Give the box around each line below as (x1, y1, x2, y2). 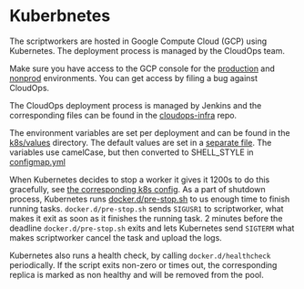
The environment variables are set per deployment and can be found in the (9, 127, 290, 138)
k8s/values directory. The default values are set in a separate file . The (9, 137, 272, 148)
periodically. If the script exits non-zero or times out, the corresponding (9, 259, 278, 270)
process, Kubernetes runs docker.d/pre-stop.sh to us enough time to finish (9, 193, 290, 204)
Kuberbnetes (9, 5, 111, 26)
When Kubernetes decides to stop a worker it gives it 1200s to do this (9, 174, 270, 185)
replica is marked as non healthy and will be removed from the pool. (9, 269, 264, 280)
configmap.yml (9, 156, 66, 167)
